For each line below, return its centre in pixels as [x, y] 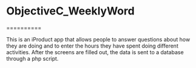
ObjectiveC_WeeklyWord [70, 11]
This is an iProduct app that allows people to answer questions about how [98, 39]
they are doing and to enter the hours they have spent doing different [92, 46]
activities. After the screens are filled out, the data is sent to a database [95, 52]
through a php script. [32, 58]
